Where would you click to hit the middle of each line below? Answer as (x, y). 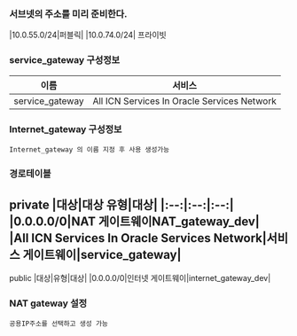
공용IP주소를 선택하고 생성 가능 (59, 324)
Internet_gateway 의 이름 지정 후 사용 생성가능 (90, 149)
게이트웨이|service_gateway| (102, 255)
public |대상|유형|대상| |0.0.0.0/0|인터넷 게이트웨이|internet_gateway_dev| (140, 277)
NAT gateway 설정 (48, 303)
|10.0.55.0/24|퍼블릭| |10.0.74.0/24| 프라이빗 (88, 35)
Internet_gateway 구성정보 (66, 129)
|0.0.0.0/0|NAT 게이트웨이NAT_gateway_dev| (134, 222)
